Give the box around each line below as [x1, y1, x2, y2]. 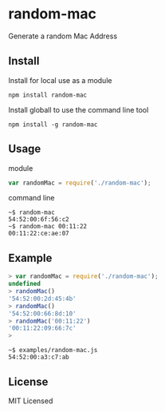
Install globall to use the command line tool [8, 105, 149, 114]
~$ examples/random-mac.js [8, 347, 98, 355]
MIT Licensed [8, 396, 53, 406]
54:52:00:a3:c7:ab [8, 353, 69, 362]
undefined [8, 280, 41, 288]
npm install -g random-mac [8, 121, 98, 129]
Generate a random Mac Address [8, 31, 118, 41]
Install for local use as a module [8, 75, 112, 85]
